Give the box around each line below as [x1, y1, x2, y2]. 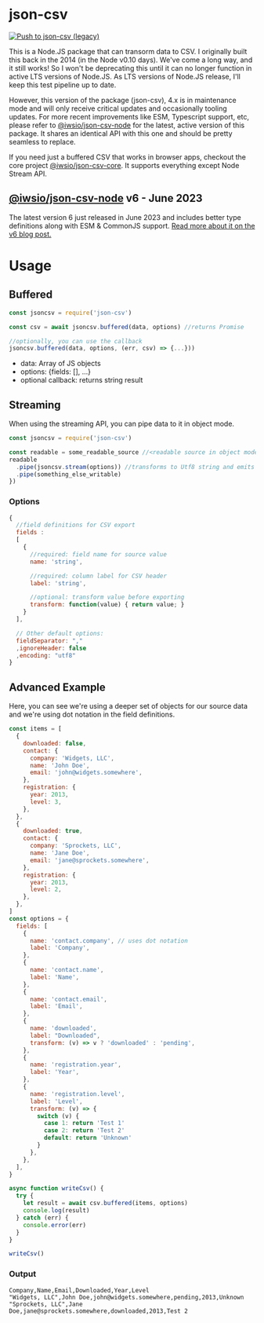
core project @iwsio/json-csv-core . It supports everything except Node [9, 160, 240, 170]
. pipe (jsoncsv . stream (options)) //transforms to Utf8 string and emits [16, 463, 255, 471]
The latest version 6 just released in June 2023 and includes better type [9, 212, 241, 222]
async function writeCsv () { [9, 1185, 104, 1193]
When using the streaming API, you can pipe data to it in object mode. [9, 419, 234, 429]
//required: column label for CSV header [29, 572, 168, 580]
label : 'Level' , [29, 1098, 83, 1105]
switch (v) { [37, 1112, 80, 1120]
